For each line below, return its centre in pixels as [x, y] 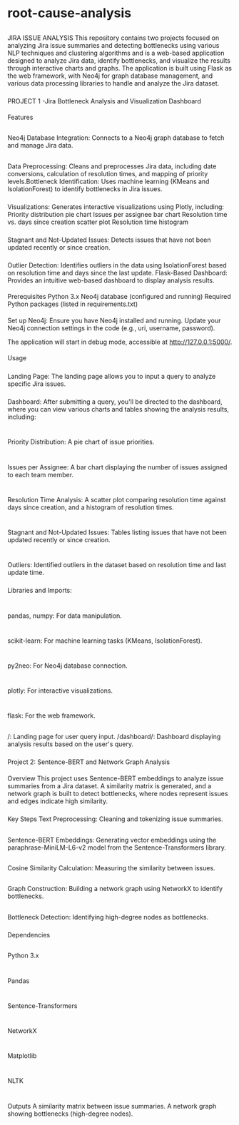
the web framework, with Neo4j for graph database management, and [110, 76]
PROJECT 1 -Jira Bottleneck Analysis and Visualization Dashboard [105, 101]
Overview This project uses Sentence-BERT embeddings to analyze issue [116, 778]
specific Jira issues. [37, 384]
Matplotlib [22, 1056]
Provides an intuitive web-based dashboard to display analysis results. [111, 280]
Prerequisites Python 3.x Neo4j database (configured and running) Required [119, 297]
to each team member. [40, 474]
